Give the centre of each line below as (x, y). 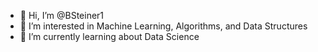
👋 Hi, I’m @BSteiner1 (62, 15)
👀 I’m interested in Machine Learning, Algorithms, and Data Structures (163, 26)
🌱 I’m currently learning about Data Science (109, 36)
